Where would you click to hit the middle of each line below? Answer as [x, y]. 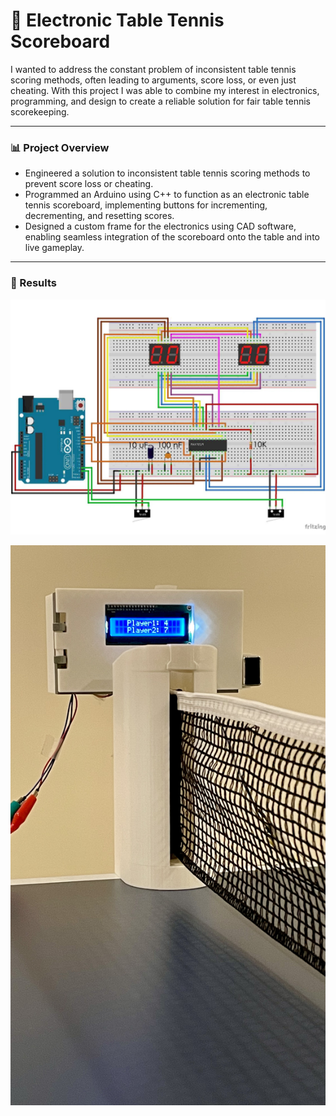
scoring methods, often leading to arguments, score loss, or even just [153, 80]
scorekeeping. [40, 111]
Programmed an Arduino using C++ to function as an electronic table [167, 195]
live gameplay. [54, 248]
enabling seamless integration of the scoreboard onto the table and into [172, 237]
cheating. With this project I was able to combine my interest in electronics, [165, 90]
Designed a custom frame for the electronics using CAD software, [160, 226]
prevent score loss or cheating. [89, 184]
